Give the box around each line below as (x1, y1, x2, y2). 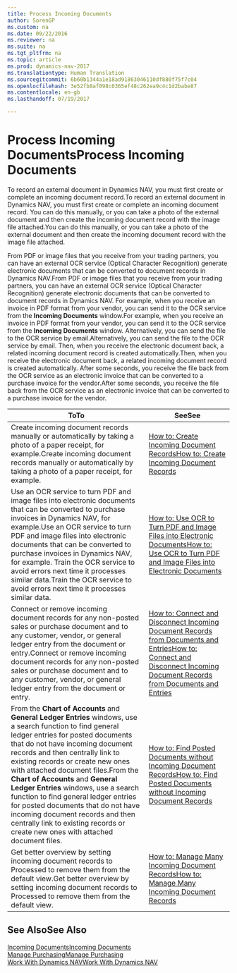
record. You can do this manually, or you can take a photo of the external (7, 207, 219, 216)
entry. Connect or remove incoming (11, 648, 127, 658)
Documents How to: (148, 539, 213, 549)
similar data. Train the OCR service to (11, 575, 133, 585)
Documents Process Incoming (7, 147, 185, 163)
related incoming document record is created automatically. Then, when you (7, 348, 227, 357)
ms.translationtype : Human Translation (7, 69, 125, 76)
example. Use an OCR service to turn (11, 522, 132, 532)
